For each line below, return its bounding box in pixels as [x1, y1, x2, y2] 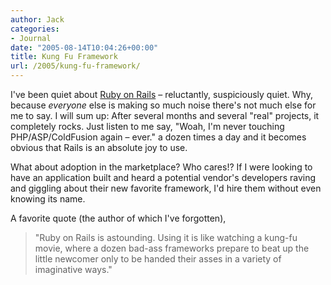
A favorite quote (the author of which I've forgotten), [10, 212, 227, 224]
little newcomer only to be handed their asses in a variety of [34, 253, 282, 265]
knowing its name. [10, 193, 86, 205]
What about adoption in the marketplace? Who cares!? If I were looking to [10, 161, 313, 173]
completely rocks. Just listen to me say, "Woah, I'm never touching [10, 121, 285, 132]
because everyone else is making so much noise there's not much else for [10, 99, 317, 111]
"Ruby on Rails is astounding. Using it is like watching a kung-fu [34, 232, 298, 243]
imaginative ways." [34, 264, 113, 275]
